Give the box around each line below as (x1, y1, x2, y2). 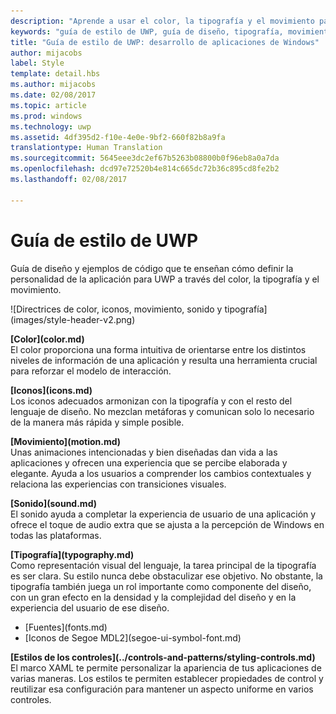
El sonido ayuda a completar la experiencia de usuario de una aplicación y (10, 508, 317, 520)
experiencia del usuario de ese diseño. (10, 601, 170, 614)
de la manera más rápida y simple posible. (10, 416, 185, 428)
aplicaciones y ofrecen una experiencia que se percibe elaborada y (10, 456, 288, 469)
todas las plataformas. (10, 529, 102, 541)
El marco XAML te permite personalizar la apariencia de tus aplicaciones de (10, 661, 322, 674)
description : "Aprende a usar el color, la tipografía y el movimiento (10, 16, 315, 26)
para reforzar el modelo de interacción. (10, 365, 172, 377)
